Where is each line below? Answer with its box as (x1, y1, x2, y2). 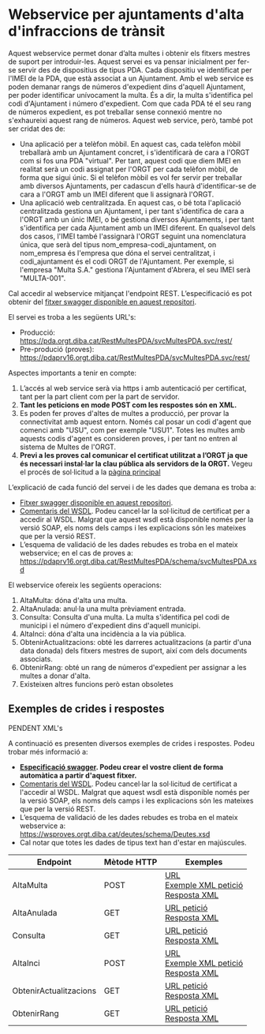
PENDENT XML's (8, 723, 63, 732)
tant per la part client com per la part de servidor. (19, 391, 180, 401)
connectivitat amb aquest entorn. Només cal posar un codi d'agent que (19, 417, 252, 426)
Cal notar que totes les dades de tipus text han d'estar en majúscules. (19, 837, 247, 847)
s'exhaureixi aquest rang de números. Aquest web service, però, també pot (8, 115, 254, 125)
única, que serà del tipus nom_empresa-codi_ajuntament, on (19, 239, 217, 249)
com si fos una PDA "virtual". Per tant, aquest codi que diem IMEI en (19, 155, 241, 165)
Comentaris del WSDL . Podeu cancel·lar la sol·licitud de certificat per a (19, 506, 251, 515)
